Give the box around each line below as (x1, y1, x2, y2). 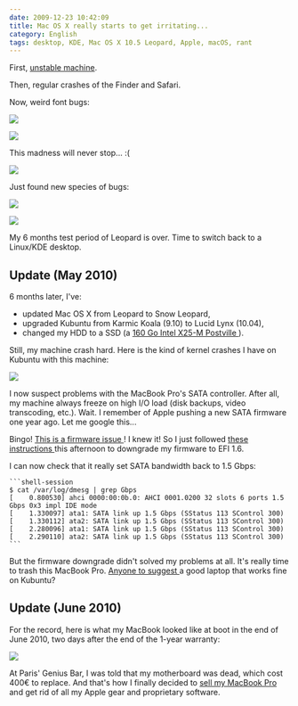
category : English (9, 29, 77, 38)
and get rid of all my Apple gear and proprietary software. (9, 686, 221, 697)
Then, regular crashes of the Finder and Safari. (9, 79, 181, 90)
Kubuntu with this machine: (9, 354, 109, 365)
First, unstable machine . (9, 62, 98, 73)
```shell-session (9, 478, 74, 487)
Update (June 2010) (9, 601, 122, 616)
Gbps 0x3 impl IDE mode (9, 501, 98, 511)
